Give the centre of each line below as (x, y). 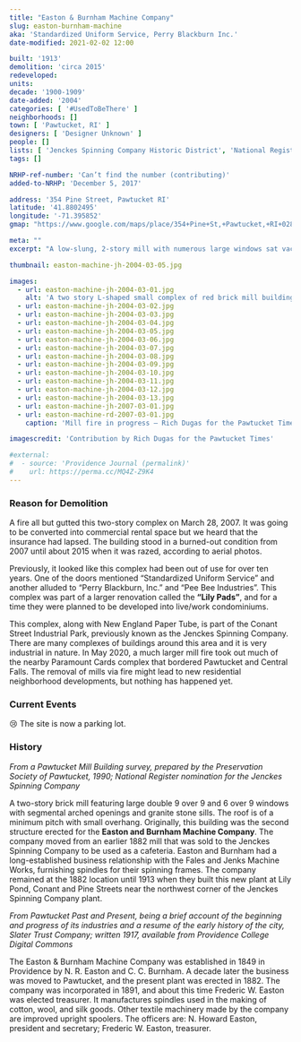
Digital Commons (41, 944)
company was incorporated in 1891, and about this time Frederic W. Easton (147, 990)
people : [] (30, 142)
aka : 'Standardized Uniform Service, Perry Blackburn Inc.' (124, 34)
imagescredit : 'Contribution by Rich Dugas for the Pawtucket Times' (142, 439)
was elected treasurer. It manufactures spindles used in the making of (138, 999)
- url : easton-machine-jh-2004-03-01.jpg (96, 289)
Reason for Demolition (59, 503)
